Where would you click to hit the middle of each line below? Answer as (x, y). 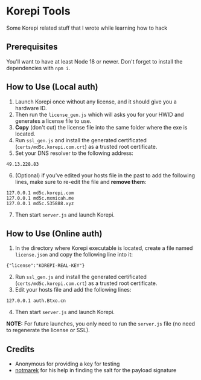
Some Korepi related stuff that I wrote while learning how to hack (87, 28)
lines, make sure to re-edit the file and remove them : (81, 182)
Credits (21, 349)
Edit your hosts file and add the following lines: (73, 290)
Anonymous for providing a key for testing (67, 364)
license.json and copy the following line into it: (74, 255)
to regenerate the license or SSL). (48, 330)
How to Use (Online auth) (54, 233)
